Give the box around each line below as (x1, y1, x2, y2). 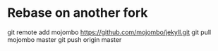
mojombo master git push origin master (7, 35, 122, 43)
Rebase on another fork (7, 5, 148, 21)
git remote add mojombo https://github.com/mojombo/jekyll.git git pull (7, 28, 212, 36)
